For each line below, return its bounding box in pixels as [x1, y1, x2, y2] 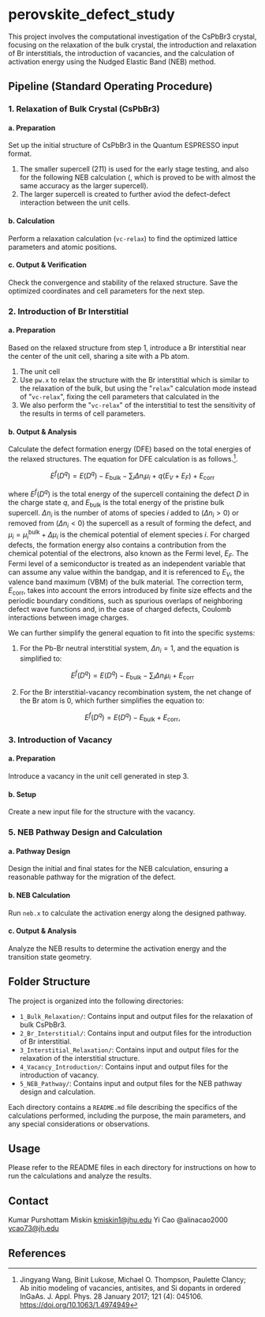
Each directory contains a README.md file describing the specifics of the [8, 1102, 238, 1111]
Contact [8, 1194, 49, 1207]
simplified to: [19, 654, 62, 663]
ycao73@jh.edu [8, 1224, 59, 1233]
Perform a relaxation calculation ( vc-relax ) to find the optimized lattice [8, 233, 238, 243]
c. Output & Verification [8, 260, 87, 270]
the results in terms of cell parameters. [19, 409, 146, 418]
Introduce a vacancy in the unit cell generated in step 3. [8, 772, 189, 781]
